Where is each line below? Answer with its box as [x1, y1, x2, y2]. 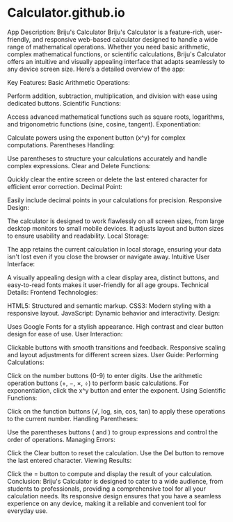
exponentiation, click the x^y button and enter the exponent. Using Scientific [7, 386, 226, 394]
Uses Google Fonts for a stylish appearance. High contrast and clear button [7, 322, 224, 331]
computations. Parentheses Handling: [7, 140, 115, 149]
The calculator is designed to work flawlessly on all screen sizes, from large [7, 217, 225, 225]
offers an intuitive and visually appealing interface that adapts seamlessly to [7, 57, 225, 65]
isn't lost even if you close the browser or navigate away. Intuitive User [7, 252, 210, 261]
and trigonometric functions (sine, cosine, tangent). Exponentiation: [7, 120, 201, 128]
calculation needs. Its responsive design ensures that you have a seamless [7, 491, 222, 500]
